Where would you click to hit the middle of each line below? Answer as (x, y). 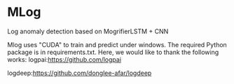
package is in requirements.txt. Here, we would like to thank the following (113, 52)
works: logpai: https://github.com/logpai (64, 59)
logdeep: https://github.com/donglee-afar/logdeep (80, 73)
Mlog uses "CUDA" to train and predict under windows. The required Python (117, 44)
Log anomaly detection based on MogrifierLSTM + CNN (88, 31)
